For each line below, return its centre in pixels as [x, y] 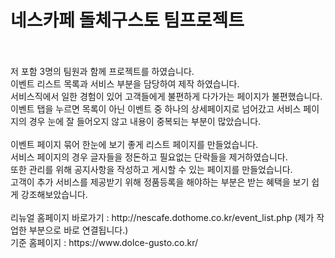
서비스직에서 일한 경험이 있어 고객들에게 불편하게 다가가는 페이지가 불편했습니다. [166, 96]
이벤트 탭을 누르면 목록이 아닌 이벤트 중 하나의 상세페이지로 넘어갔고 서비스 [156, 108]
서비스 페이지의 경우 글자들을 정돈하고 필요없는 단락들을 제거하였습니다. [149, 157]
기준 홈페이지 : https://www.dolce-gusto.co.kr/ [104, 242]
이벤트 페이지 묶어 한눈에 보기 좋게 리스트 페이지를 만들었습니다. [134, 144]
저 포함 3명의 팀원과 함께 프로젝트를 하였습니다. [102, 71]
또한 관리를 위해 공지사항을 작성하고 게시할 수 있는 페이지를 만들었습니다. [151, 169]
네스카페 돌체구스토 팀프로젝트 [127, 20]
